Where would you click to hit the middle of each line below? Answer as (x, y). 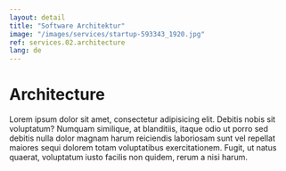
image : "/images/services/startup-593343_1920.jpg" (107, 34)
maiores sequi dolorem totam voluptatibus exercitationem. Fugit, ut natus (143, 148)
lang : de (25, 51)
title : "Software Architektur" (67, 26)
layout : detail (37, 17)
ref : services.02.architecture (67, 42)
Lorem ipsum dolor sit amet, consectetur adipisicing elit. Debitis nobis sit (143, 119)
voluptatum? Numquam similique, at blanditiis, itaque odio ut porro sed (139, 129)
